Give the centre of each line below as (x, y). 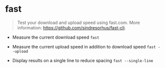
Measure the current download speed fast (56, 37)
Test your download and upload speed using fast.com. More (79, 23)
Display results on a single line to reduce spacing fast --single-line (82, 60)
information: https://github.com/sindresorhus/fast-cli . (71, 27)
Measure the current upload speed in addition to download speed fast (84, 46)
